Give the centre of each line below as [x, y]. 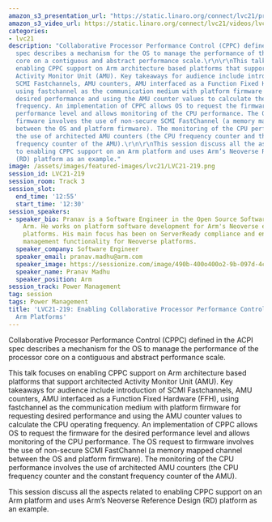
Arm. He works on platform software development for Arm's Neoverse [141, 227]
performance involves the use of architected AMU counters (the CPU [123, 467]
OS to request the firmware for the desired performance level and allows [129, 433]
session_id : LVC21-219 [47, 174]
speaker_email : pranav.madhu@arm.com [79, 257]
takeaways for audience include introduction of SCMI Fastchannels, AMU [130, 390]
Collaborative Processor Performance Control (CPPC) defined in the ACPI [131, 340]
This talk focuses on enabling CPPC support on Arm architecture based [127, 372]
